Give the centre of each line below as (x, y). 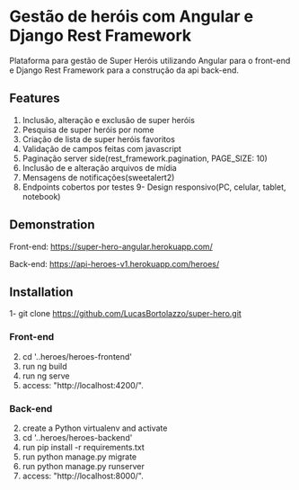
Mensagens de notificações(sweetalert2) (98, 177)
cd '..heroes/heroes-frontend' (77, 356)
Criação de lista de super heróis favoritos (98, 139)
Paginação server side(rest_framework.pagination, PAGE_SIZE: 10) (145, 158)
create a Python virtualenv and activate (95, 428)
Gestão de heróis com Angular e (132, 17)
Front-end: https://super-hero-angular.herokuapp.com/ (111, 246)
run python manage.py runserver (84, 466)
